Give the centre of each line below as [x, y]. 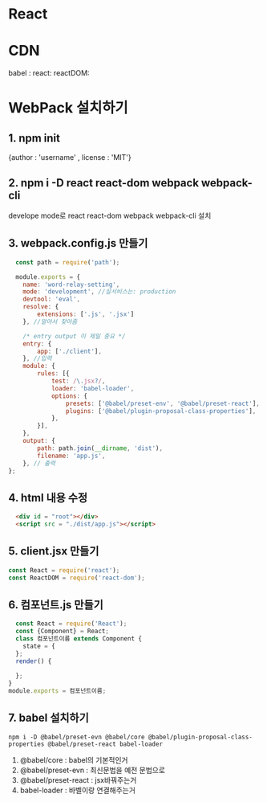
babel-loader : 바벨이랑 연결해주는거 [78, 790]
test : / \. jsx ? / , [78, 381]
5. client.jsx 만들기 [54, 551]
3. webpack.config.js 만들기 [78, 243]
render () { [34, 661]
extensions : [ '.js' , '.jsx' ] [86, 314]
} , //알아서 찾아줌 [50, 321]
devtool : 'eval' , [52, 299]
